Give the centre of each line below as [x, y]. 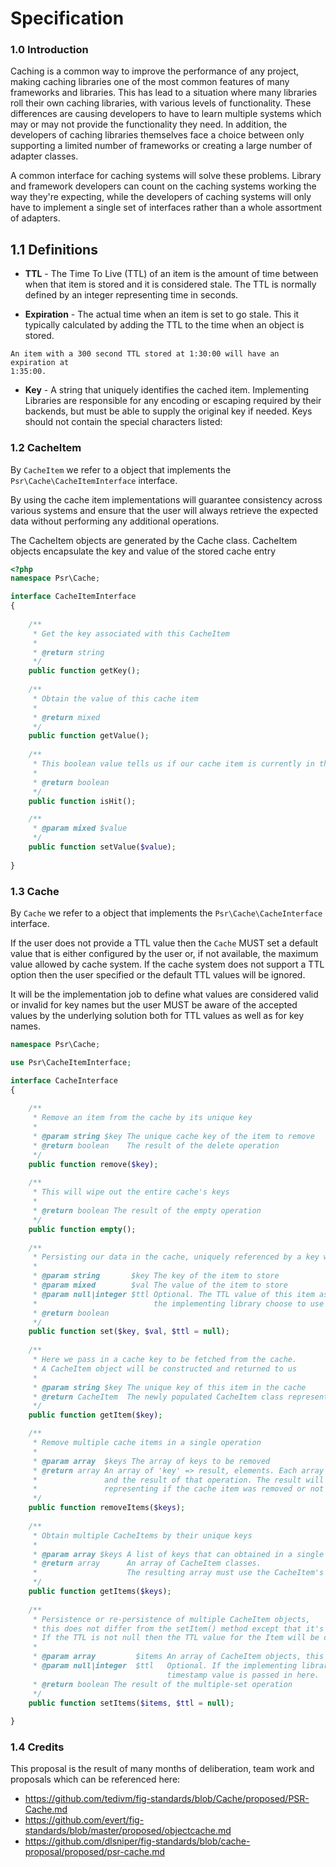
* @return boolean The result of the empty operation [147, 1211]
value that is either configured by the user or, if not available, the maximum [164, 954]
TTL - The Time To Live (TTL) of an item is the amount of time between [171, 274]
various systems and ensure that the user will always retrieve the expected [164, 510]
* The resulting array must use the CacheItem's [178, 1573]
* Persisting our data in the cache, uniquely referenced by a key [176, 1257]
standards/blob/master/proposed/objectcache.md [128, 1831]
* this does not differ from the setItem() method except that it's [178, 1628]
